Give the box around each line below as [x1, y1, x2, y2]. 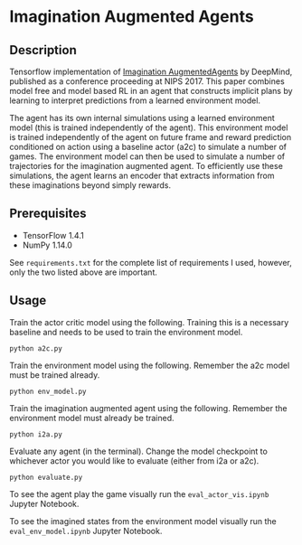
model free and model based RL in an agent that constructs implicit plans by [9, 86, 293, 96]
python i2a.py [9, 429, 63, 439]
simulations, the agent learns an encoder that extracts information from [9, 170, 275, 181]
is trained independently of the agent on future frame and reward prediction [9, 132, 292, 142]
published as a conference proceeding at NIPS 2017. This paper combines [9, 76, 285, 87]
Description [9, 42, 77, 58]
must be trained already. [9, 369, 100, 381]
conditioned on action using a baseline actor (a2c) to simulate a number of [9, 142, 288, 152]
